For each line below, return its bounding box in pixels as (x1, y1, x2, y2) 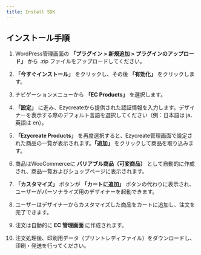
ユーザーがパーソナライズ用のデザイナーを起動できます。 (15, 188, 158, 195)
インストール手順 (6, 33, 70, 43)
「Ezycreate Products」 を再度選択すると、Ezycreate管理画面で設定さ (15, 132, 193, 140)
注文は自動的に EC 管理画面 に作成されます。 (15, 222, 127, 229)
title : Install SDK (6, 8, 56, 15)
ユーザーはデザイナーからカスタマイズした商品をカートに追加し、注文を (15, 201, 196, 208)
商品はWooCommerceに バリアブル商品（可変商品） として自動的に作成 (15, 160, 195, 168)
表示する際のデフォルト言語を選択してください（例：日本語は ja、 (31, 112, 196, 119)
